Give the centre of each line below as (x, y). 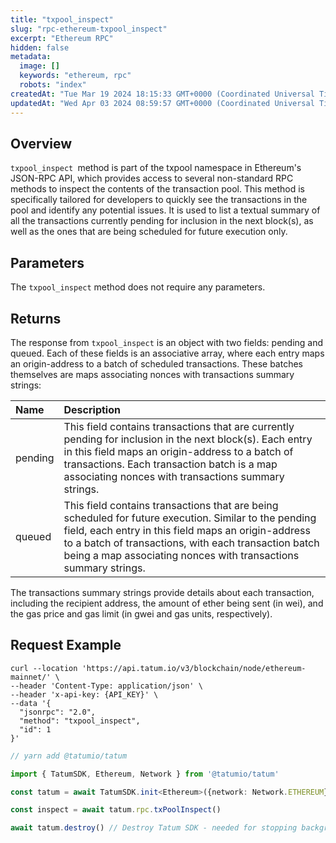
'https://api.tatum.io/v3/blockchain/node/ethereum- (194, 668)
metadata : (31, 57)
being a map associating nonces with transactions (181, 555)
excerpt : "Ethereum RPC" (62, 38)
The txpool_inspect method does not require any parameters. (138, 287)
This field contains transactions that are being (171, 505)
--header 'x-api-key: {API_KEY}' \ (84, 694)
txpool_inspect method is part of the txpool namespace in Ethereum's (156, 168)
